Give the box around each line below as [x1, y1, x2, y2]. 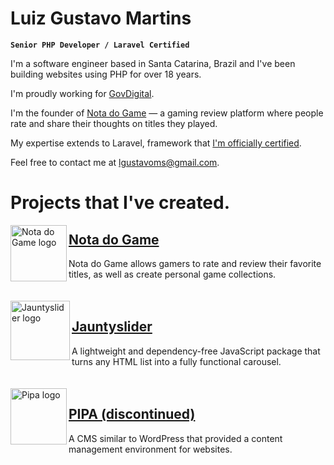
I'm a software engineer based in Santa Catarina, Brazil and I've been [10, 57, 296, 69]
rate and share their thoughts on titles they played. [10, 117, 218, 129]
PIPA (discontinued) [68, 406, 196, 423]
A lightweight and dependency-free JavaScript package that [71, 345, 321, 357]
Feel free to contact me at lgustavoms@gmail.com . [10, 156, 220, 168]
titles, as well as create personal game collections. [68, 268, 277, 280]
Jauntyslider [71, 318, 153, 336]
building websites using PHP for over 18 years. [10, 68, 202, 80]
